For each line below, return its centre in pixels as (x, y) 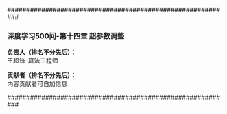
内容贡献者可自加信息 (37, 84)
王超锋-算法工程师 (33, 61)
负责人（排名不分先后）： (42, 52)
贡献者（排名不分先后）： (42, 75)
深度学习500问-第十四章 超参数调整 (66, 35)
